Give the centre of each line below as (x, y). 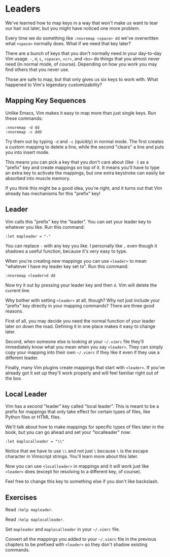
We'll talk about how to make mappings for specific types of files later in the (84, 427)
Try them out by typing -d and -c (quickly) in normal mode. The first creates (84, 141)
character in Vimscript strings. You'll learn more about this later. (72, 457)
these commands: (24, 118)
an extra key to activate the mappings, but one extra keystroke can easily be (85, 172)
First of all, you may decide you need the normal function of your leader (80, 321)
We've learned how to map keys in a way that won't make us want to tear (82, 23)
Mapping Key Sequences (46, 101)
